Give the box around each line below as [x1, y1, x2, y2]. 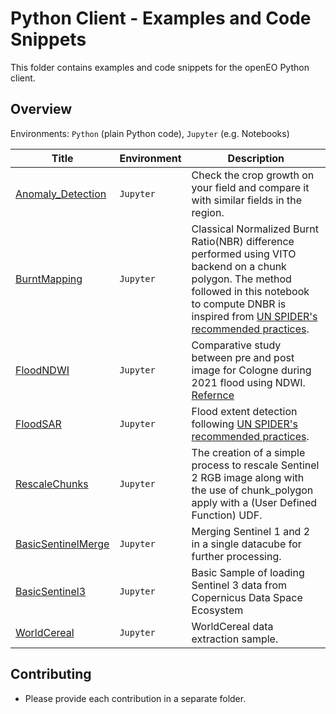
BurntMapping [15, 272, 83, 286]
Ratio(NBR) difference [191, 234, 295, 248]
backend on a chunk [191, 259, 287, 273]
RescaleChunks [15, 477, 89, 491]
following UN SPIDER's [191, 417, 298, 431]
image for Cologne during [191, 363, 312, 377]
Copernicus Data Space [191, 590, 303, 604]
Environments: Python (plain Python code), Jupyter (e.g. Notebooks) [10, 127, 290, 139]
